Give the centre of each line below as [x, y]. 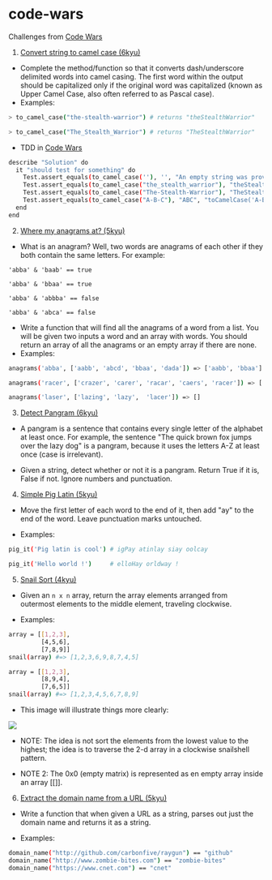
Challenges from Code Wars [55, 36]
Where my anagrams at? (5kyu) [72, 230]
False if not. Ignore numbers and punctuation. [96, 479]
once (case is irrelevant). [62, 454]
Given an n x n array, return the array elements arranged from [124, 595]
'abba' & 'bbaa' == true [50, 284]
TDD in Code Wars [51, 148]
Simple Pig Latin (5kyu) [59, 495]
